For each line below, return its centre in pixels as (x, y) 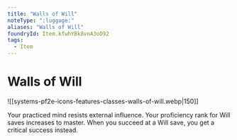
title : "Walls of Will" (43, 14)
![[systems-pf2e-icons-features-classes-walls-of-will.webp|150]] (103, 101)
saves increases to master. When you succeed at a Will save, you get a (111, 122)
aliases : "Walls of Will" (45, 27)
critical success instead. (43, 130)
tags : (15, 40)
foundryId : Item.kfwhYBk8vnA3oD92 (59, 34)
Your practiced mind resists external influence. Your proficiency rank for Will (119, 115)
